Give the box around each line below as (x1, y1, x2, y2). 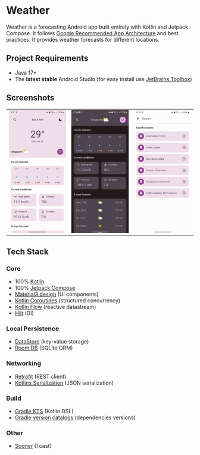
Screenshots (6, 93, 55, 103)
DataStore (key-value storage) (14, 338, 89, 345)
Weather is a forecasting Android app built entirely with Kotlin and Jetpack (6, 23, 189, 30)
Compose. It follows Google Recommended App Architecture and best (6, 29, 179, 36)
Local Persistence (6, 324, 60, 333)
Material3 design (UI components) (14, 290, 99, 298)
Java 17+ (14, 69, 37, 76)
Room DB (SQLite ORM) (14, 344, 73, 352)
